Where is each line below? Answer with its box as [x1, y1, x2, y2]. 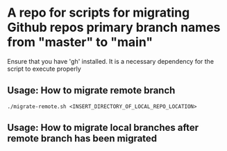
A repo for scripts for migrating [7, 5, 190, 21]
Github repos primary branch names [7, 19, 221, 35]
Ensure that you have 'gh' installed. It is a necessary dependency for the [7, 57, 214, 65]
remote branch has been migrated [7, 133, 158, 145]
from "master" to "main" [7, 35, 153, 50]
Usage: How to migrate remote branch [7, 85, 176, 96]
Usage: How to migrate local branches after [7, 122, 199, 134]
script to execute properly [7, 64, 81, 73]
